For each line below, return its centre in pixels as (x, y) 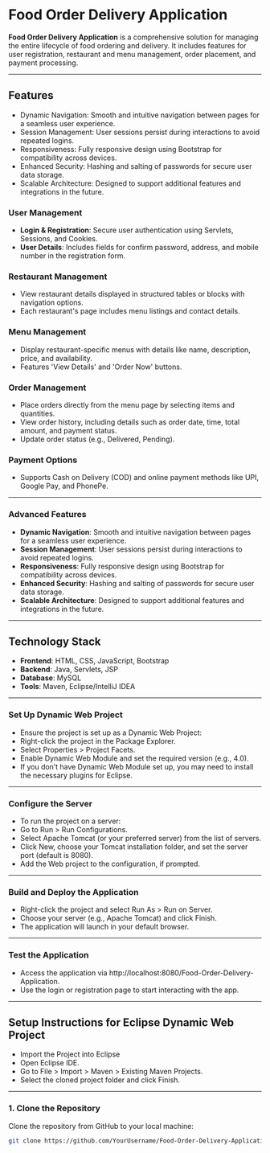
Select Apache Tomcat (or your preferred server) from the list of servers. (141, 838)
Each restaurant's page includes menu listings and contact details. (130, 311)
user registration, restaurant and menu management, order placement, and (132, 54)
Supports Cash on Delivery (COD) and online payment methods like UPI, (139, 478)
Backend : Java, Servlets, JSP (69, 670)
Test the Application (49, 955)
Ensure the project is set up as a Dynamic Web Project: (111, 732)
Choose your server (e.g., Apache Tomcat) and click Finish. (118, 918)
